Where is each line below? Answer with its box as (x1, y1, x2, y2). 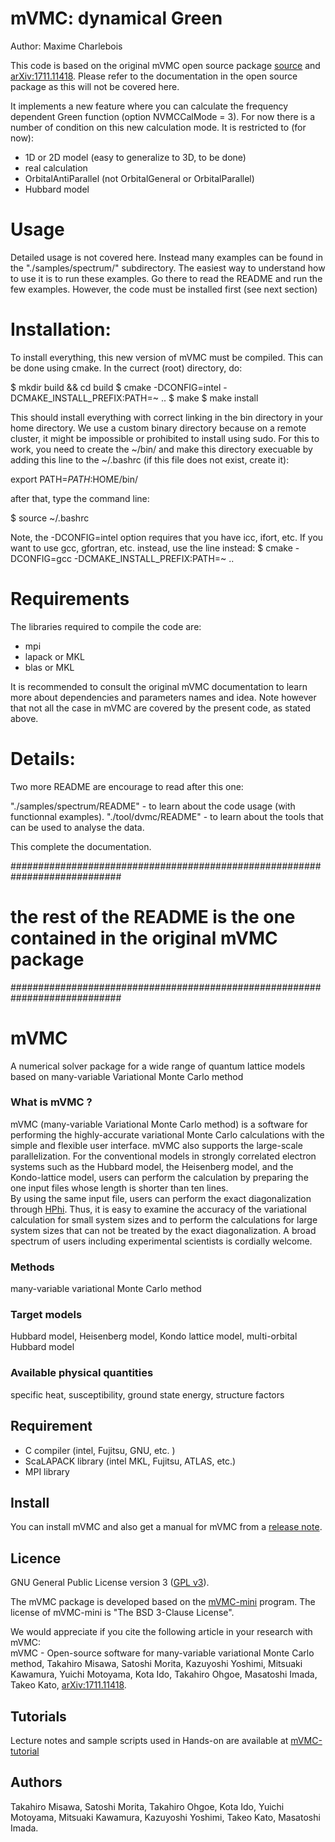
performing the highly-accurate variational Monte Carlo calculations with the (10, 1128, 325, 1141)
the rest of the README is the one (10, 905, 296, 928)
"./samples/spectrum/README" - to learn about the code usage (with (10, 800, 296, 812)
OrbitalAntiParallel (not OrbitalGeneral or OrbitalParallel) (24, 172, 255, 184)
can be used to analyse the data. (10, 821, 145, 833)
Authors (10, 1774, 63, 1791)
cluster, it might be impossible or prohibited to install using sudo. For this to (10, 432, 320, 444)
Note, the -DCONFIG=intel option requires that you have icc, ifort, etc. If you (10, 531, 324, 543)
